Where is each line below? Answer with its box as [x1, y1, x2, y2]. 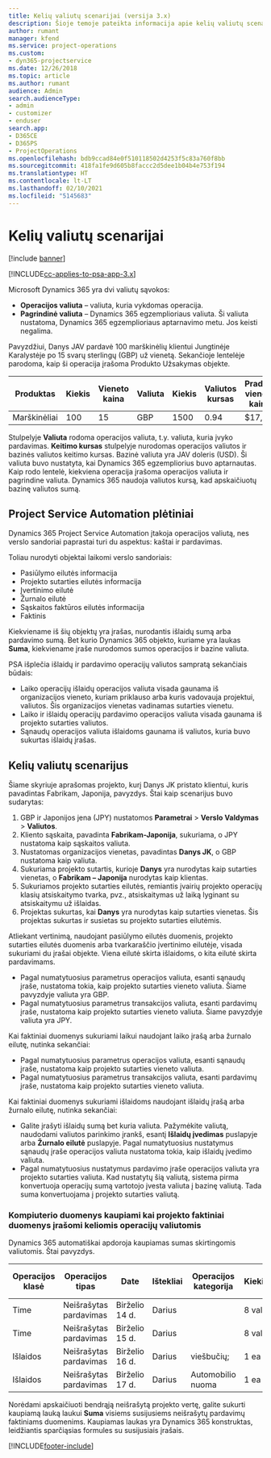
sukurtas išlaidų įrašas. [19, 735, 97, 745]
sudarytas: [8, 797, 44, 807]
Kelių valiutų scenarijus [8, 758, 129, 772]
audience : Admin [8, 86, 63, 95]
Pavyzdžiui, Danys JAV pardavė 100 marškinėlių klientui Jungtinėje [8, 341, 230, 351]
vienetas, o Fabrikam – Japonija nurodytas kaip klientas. [19, 873, 208, 883]
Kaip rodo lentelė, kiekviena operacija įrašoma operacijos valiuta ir [8, 466, 228, 476]
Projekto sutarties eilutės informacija [19, 577, 142, 587]
